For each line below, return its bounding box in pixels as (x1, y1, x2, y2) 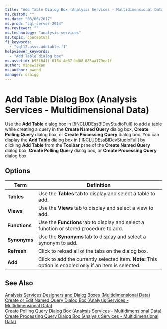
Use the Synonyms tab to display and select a (38, 233, 146, 240)
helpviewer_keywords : (5, 49, 50, 54)
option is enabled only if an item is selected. (38, 262, 141, 269)
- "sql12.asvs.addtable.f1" (9, 44, 68, 49)
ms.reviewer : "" (5, 26, 39, 31)
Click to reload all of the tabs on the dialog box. (38, 247, 148, 254)
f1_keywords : (5, 40, 32, 45)
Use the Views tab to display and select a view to (38, 204, 154, 211)
